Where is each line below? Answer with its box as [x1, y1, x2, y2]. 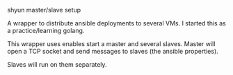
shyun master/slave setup [7, 6, 81, 14]
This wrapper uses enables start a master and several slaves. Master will [7, 40, 216, 47]
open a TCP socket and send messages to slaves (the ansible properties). [7, 47, 219, 55]
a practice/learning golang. [7, 27, 85, 34]
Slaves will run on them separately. [7, 61, 107, 68]
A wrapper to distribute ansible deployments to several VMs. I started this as [7, 19, 226, 27]
